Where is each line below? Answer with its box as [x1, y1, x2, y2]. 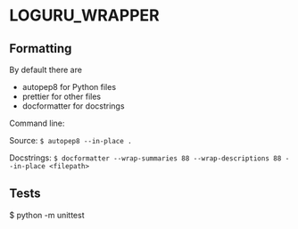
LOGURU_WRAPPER [9, 5, 160, 26]
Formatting [9, 41, 72, 56]
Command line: [9, 118, 65, 128]
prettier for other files [21, 91, 102, 102]
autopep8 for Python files [21, 82, 117, 92]
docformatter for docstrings [21, 101, 125, 111]
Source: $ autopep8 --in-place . [9, 135, 132, 145]
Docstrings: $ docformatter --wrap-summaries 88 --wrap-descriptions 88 [9, 152, 282, 163]
